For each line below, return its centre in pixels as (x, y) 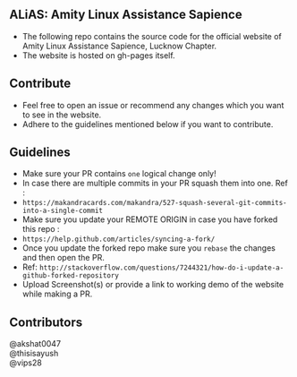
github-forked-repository (70, 276)
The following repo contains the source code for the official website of (152, 36)
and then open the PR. (63, 258)
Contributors (46, 322)
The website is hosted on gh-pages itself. (99, 55)
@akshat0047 (35, 344)
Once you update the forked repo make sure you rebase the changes (148, 248)
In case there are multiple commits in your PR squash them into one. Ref (155, 184)
